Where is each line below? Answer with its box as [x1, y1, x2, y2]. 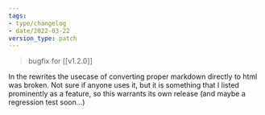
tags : [8, 11, 27, 20]
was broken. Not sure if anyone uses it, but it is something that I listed [8, 80, 240, 90]
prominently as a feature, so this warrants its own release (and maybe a [8, 89, 246, 99]
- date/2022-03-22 [8, 27, 70, 35]
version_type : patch [8, 34, 78, 43]
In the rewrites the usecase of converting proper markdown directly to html [8, 72, 258, 81]
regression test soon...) [8, 97, 85, 107]
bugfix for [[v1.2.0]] [27, 56, 93, 66]
